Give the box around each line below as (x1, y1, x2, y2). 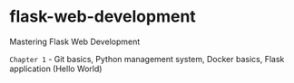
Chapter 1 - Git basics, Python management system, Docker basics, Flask (9, 53, 285, 64)
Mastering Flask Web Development (9, 36, 141, 47)
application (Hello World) (9, 63, 103, 74)
